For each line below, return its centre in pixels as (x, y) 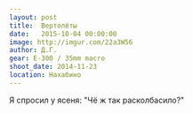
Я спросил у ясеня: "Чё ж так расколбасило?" (97, 100)
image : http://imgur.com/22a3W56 (71, 42)
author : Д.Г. (33, 50)
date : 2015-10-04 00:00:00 (63, 34)
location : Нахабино (45, 75)
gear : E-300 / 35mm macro (57, 58)
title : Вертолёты (43, 26)
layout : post (33, 17)
